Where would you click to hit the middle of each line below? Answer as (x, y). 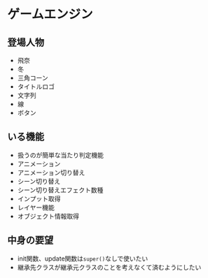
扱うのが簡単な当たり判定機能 (60, 155)
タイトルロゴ (36, 87)
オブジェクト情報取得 (48, 216)
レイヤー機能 (36, 207)
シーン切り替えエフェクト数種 (60, 190)
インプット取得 (39, 198)
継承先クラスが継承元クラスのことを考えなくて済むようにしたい (109, 267)
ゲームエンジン (50, 14)
